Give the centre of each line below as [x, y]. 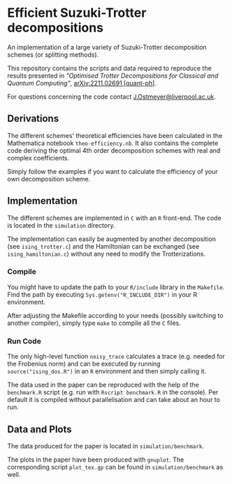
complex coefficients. [38, 158]
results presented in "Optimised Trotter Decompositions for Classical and [113, 76]
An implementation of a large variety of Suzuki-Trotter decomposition [107, 47]
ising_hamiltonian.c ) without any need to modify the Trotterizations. [107, 254]
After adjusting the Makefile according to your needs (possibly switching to [115, 315]
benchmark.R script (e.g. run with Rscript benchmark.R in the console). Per [113, 392]
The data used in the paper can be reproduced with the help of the [103, 385]
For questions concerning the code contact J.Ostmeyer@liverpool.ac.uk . [112, 97]
